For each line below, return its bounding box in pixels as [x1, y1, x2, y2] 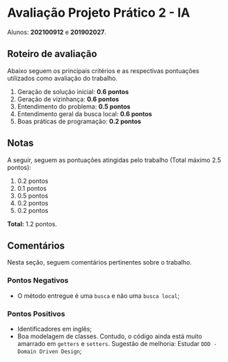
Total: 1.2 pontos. [7, 219, 58, 228]
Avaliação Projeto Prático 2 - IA [7, 5, 190, 21]
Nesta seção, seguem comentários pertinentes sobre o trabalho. [7, 258, 193, 267]
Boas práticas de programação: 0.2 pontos [17, 117, 141, 125]
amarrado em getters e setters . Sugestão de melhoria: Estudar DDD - [17, 339, 218, 347]
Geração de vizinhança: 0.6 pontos [17, 95, 120, 103]
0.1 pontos [17, 184, 47, 192]
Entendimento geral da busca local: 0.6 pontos [17, 109, 152, 118]
